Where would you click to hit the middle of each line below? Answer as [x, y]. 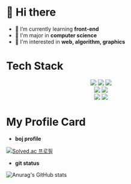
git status [27, 163]
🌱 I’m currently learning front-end [57, 29]
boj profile [28, 138]
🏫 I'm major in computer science [56, 35]
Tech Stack [35, 66]
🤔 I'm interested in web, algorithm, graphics [70, 41]
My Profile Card [46, 122]
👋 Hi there [31, 12]
